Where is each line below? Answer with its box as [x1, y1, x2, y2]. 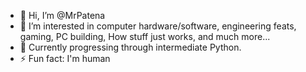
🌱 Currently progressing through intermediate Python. [19, 41, 242, 53]
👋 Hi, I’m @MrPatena [19, 10, 106, 21]
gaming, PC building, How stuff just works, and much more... [19, 31, 271, 42]
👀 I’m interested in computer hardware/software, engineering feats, [19, 20, 297, 32]
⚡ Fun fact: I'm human [19, 53, 111, 64]
